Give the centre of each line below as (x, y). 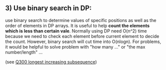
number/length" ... (24, 52)
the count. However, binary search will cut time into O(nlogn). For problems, (83, 41)
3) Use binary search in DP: (48, 8)
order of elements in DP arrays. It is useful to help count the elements (77, 25)
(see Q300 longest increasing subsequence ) (51, 61)
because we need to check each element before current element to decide (82, 36)
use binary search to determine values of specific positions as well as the (81, 20)
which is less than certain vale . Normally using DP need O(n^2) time (76, 31)
